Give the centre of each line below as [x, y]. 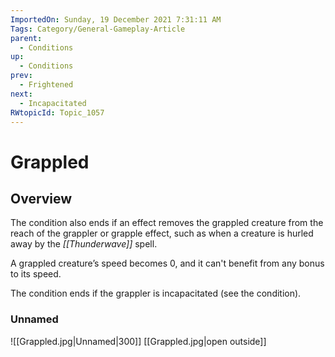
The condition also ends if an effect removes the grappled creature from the [167, 223]
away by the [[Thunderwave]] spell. [84, 244]
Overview [41, 198]
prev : [21, 76]
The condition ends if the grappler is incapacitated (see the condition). [156, 293]
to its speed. [36, 274]
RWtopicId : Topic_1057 [57, 112]
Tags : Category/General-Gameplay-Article [98, 29]
